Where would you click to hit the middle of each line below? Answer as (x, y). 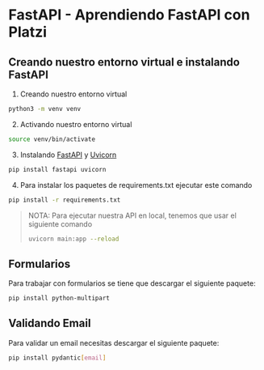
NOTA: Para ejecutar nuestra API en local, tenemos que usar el (132, 215)
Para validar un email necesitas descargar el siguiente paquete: (114, 342)
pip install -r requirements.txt (65, 200)
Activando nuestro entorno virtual (76, 124)
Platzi (27, 32)
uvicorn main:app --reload (73, 239)
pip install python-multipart (59, 298)
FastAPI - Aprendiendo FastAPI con (129, 15)
